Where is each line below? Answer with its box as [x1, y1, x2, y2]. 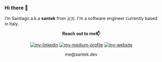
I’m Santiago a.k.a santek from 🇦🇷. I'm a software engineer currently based [4, 16, 158, 21]
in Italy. [4, 21, 19, 27]
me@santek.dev [65, 51, 98, 58]
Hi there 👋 [4, 4, 29, 11]
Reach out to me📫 [62, 31, 101, 37]
